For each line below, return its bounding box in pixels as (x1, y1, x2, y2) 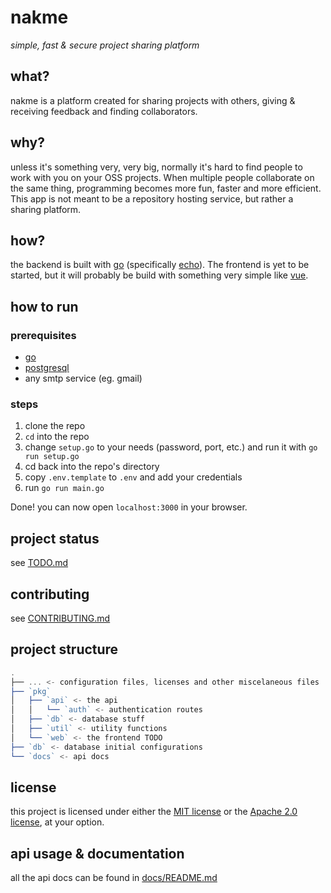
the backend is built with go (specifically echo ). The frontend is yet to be (10, 259, 310, 271)
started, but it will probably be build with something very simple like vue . (10, 269, 309, 281)
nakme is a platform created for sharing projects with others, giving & (10, 94, 296, 106)
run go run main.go (24, 482, 105, 494)
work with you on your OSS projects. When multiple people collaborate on (10, 171, 315, 183)
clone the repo (24, 420, 86, 432)
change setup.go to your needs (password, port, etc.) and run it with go (24, 441, 318, 453)
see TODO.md (10, 557, 69, 569)
